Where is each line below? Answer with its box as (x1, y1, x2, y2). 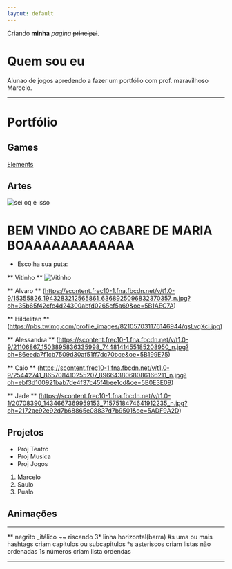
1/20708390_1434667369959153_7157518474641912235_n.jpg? (7, 399, 188, 408)
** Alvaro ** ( (7, 287, 46, 295)
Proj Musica (17, 452, 52, 460)
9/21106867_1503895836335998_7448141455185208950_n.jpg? (7, 343, 189, 351)
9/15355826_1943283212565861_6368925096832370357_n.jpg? (7, 295, 191, 303)
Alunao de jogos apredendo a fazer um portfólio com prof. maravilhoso (7, 76, 209, 84)
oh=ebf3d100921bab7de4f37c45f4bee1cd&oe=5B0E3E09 (7, 378, 172, 387)
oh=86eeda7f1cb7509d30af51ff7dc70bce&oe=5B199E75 (7, 351, 168, 359)
